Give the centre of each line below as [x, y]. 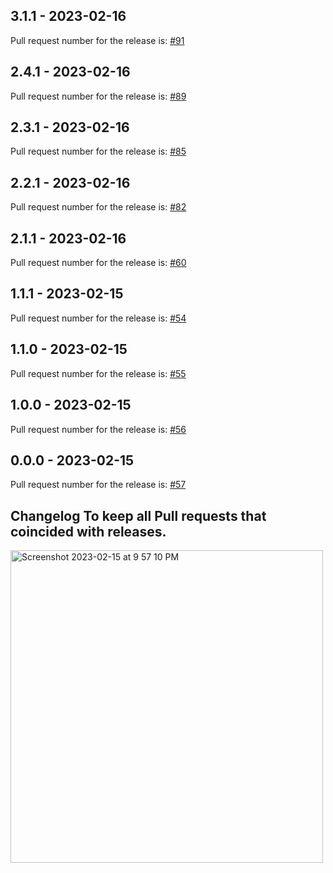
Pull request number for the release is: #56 [98, 429]
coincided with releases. [88, 531]
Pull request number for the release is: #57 [98, 485]
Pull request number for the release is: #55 [98, 373]
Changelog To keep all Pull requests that [138, 515]
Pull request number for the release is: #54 [98, 318]
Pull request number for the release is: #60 [98, 263]
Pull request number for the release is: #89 [98, 96]
